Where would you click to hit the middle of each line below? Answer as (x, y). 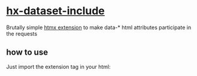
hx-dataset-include (55, 11)
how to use (27, 53)
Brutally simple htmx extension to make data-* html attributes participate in (99, 27)
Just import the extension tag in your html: (58, 66)
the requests (22, 33)
